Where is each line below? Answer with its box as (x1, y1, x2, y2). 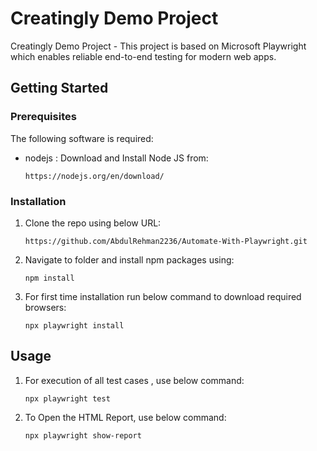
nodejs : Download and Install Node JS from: (24, 152, 209, 164)
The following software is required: (10, 132, 154, 144)
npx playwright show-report (24, 430, 142, 441)
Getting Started (10, 80, 109, 97)
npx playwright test (24, 393, 111, 404)
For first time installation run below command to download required (24, 290, 302, 302)
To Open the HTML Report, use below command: (24, 411, 227, 423)
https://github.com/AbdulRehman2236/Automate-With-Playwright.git (24, 236, 308, 246)
